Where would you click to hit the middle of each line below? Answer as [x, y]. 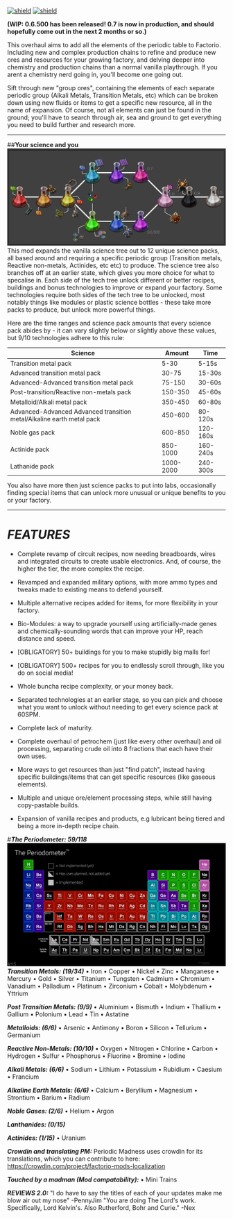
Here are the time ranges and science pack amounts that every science [109, 323]
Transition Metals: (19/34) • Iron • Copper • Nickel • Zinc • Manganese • [113, 971]
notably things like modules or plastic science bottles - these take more [109, 302]
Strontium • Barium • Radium [49, 1098]
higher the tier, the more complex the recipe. [81, 569]
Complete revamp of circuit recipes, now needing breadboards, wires [116, 554]
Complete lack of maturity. [55, 728]
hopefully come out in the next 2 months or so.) [77, 32]
